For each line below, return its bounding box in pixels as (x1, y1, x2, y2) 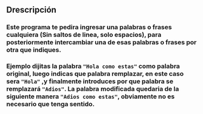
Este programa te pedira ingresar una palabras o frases (6, 23, 172, 32)
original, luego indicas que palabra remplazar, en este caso (6, 70, 184, 78)
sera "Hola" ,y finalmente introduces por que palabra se (6, 77, 174, 85)
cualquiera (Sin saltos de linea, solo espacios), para (6, 30, 162, 39)
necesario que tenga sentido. (6, 100, 95, 109)
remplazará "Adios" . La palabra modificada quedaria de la (6, 85, 179, 93)
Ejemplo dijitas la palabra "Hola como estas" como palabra (6, 62, 181, 70)
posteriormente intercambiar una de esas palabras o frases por (6, 38, 197, 47)
